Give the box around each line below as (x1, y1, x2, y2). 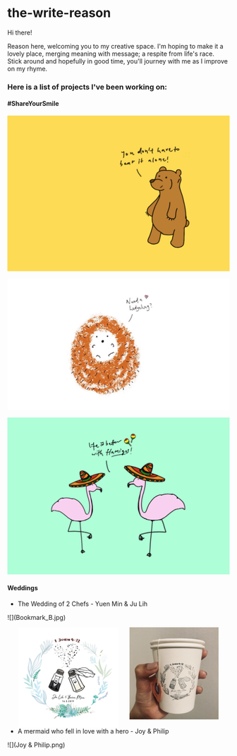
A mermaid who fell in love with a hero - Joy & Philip (17, 726, 169, 735)
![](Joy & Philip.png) (7, 740, 66, 749)
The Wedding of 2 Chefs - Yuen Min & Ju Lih (17, 599, 148, 608)
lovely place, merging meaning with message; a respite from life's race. (7, 49, 215, 58)
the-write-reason (7, 5, 111, 21)
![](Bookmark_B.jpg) (7, 613, 66, 621)
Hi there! (7, 28, 32, 37)
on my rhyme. (7, 64, 48, 73)
